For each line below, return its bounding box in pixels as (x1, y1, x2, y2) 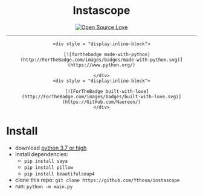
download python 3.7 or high (14, 144, 87, 151)
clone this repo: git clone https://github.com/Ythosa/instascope (14, 176, 180, 183)
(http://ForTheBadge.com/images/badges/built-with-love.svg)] (21, 93, 182, 100)
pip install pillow (24, 164, 74, 171)
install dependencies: (14, 150, 68, 157)
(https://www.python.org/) (67, 62, 136, 68)
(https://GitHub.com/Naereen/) (62, 99, 141, 105)
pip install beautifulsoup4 (24, 171, 95, 177)
